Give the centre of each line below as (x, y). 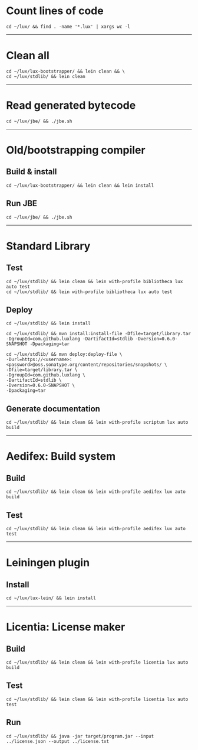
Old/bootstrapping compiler (76, 150)
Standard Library (48, 246)
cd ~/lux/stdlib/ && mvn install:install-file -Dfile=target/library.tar (99, 334)
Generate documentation (53, 409)
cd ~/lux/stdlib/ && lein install (49, 323)
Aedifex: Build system (61, 457)
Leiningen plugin (48, 563)
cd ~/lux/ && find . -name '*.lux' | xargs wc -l (68, 27)
